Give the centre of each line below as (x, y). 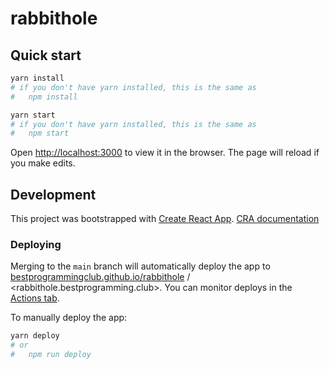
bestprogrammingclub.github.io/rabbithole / (100, 277)
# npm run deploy (51, 355)
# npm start (40, 133)
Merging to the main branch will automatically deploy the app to (140, 266)
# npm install (44, 97)
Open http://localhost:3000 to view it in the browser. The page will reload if (165, 153)
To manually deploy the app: (69, 318)
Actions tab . (35, 298)
